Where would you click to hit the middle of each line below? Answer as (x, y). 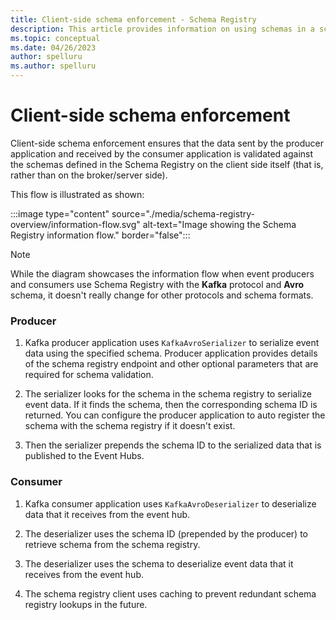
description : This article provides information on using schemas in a (162, 29)
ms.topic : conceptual (55, 38)
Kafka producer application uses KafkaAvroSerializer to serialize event (172, 343)
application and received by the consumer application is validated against (162, 153)
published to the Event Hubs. (84, 456)
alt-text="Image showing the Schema (219, 224)
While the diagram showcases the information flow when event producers (162, 273)
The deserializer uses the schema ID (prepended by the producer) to (166, 533)
